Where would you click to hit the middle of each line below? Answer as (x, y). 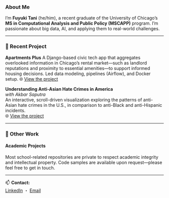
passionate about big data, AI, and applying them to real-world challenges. (82, 29)
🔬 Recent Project (26, 46)
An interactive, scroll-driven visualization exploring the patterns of (74, 100)
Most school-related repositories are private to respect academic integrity (82, 157)
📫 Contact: (18, 182)
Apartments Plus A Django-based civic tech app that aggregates (73, 57)
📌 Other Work (22, 134)
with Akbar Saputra (26, 94)
